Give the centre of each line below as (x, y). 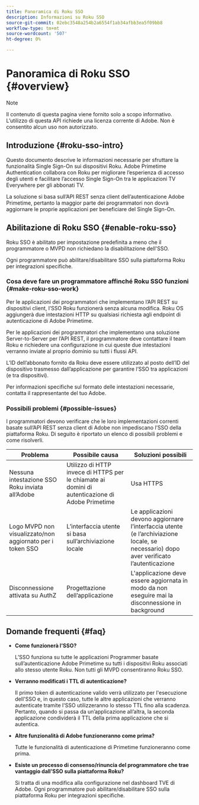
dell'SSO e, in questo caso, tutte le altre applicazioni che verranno (95, 699)
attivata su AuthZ (33, 596)
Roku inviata (26, 487)
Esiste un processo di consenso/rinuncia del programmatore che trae (102, 765)
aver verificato (151, 556)
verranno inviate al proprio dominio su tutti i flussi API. (72, 351)
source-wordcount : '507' (37, 34)
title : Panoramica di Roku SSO (45, 12)
